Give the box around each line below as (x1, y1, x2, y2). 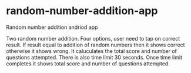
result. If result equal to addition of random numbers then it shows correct (6, 41, 185, 48)
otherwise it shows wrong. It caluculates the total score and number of (6, 47, 177, 54)
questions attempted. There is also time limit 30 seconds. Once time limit (6, 54, 182, 61)
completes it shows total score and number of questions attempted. (6, 60, 170, 67)
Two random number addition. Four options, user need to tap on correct (6, 35, 180, 42)
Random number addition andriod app (6, 24, 98, 31)
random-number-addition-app (6, 4, 158, 18)
